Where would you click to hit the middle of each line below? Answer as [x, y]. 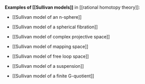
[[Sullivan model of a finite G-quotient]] [53, 76]
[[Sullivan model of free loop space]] [50, 56]
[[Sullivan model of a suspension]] [48, 66]
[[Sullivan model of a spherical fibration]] [55, 27]
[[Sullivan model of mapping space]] [50, 47]
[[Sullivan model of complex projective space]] [61, 37]
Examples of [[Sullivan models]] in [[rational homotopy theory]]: [72, 7]
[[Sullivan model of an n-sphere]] [47, 17]
